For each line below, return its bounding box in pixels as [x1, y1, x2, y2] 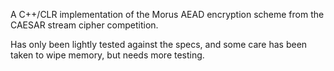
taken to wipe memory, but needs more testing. [10, 49, 205, 61]
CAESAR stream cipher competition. [10, 19, 159, 31]
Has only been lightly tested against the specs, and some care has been [10, 39, 308, 50]
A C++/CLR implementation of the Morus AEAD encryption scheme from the [10, 9, 325, 20]
